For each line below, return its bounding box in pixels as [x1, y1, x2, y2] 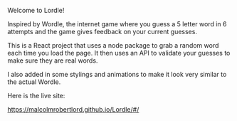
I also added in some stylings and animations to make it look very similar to [7, 70, 227, 78]
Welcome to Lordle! [7, 6, 65, 14]
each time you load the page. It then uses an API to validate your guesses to [7, 49, 231, 57]
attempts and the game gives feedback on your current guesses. [7, 28, 198, 36]
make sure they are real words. [7, 56, 98, 65]
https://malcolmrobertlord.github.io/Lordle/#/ [7, 105, 139, 113]
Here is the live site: [7, 92, 65, 100]
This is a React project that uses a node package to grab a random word [7, 41, 219, 49]
